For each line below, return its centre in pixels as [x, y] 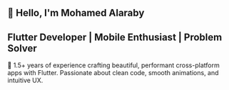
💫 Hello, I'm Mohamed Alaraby [76, 13]
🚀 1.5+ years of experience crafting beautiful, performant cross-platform [113, 65]
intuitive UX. [25, 80]
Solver [22, 48]
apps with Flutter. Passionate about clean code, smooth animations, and [113, 73]
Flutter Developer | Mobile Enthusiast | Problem [115, 37]
